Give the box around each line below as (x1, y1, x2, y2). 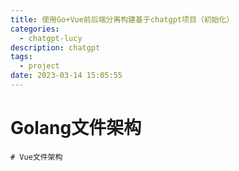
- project (19, 61, 60, 71)
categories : (10, 24, 60, 34)
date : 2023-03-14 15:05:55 (10, 71, 123, 81)
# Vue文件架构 (10, 152, 63, 162)
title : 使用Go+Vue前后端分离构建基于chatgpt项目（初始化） (10, 14, 235, 25)
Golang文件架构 (10, 117, 142, 140)
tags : (10, 52, 33, 62)
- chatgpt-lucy (19, 33, 83, 43)
